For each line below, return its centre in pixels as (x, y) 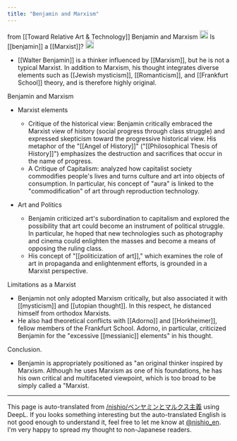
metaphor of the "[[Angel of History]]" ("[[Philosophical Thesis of (123, 146)
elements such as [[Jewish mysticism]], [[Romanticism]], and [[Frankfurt (123, 75)
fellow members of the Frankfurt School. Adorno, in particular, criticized (122, 328)
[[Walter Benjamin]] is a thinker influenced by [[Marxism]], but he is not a (123, 60)
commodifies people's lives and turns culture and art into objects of (126, 176)
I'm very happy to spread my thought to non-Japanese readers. (99, 429)
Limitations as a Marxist (42, 284)
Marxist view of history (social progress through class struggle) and (126, 131)
